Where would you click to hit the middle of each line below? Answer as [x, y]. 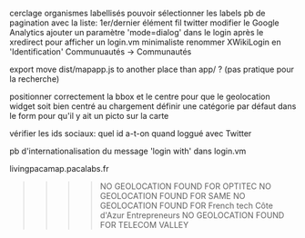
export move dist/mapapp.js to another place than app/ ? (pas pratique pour [152, 69]
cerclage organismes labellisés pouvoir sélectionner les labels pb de [137, 13]
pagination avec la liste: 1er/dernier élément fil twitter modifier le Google [144, 23]
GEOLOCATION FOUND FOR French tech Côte [186, 205]
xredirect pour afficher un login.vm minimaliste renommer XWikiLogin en [145, 42]
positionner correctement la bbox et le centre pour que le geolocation [140, 96]
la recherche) [35, 79]
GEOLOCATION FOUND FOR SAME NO [173, 196]
